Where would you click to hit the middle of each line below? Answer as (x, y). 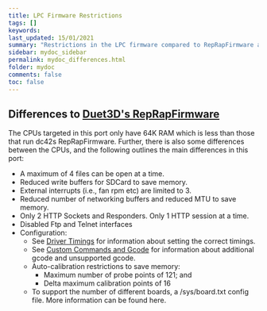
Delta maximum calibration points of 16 (107, 283)
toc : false (26, 82)
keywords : (25, 30)
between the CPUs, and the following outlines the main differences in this (128, 150)
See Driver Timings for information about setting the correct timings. (143, 241)
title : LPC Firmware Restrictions (66, 15)
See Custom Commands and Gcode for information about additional (143, 250)
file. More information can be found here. (99, 300)
